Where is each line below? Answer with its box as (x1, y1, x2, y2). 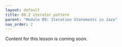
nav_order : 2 (5, 21, 33, 27)
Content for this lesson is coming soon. (5, 36, 88, 42)
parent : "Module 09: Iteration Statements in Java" (5, 17, 117, 22)
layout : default (5, 7, 40, 13)
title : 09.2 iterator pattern (5, 12, 70, 17)
